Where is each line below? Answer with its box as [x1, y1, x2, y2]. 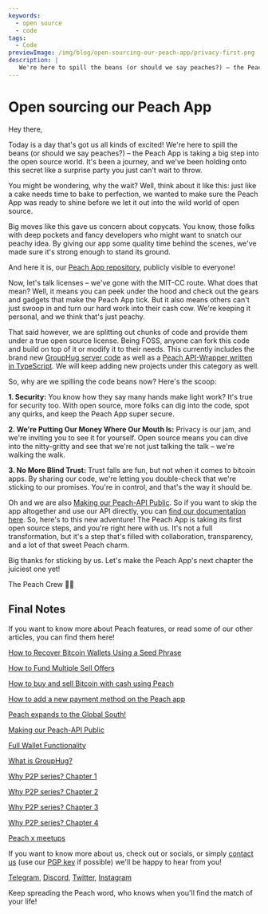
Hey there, [8, 124, 43, 134]
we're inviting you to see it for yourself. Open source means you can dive [8, 432, 249, 443]
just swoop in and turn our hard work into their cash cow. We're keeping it [8, 303, 251, 313]
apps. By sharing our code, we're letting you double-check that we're [8, 474, 237, 483]
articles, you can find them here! [8, 632, 115, 642]
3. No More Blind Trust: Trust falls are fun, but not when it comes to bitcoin [8, 465, 256, 475]
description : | [8, 57, 59, 65]
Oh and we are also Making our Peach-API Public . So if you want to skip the [8, 498, 258, 507]
